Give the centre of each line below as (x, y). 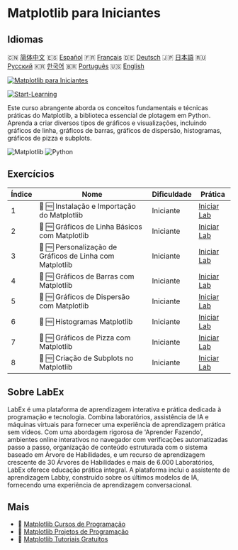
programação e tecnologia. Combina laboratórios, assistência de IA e (108, 416)
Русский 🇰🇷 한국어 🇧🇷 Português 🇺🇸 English (76, 66)
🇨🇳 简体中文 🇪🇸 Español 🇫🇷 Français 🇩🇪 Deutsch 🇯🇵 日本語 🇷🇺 (107, 57)
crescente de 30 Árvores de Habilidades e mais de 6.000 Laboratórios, (111, 462)
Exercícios (31, 174)
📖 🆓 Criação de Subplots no (86, 358)
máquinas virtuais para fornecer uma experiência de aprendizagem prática (116, 424)
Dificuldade (172, 194)
